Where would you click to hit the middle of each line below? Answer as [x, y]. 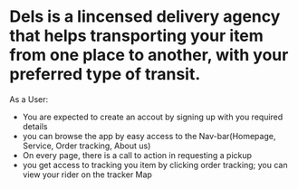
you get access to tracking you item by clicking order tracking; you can [155, 165]
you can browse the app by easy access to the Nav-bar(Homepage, [149, 136]
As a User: [29, 99]
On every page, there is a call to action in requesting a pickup [137, 155]
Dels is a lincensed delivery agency [145, 17]
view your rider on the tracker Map [87, 175]
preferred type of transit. [105, 75]
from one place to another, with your [149, 55]
